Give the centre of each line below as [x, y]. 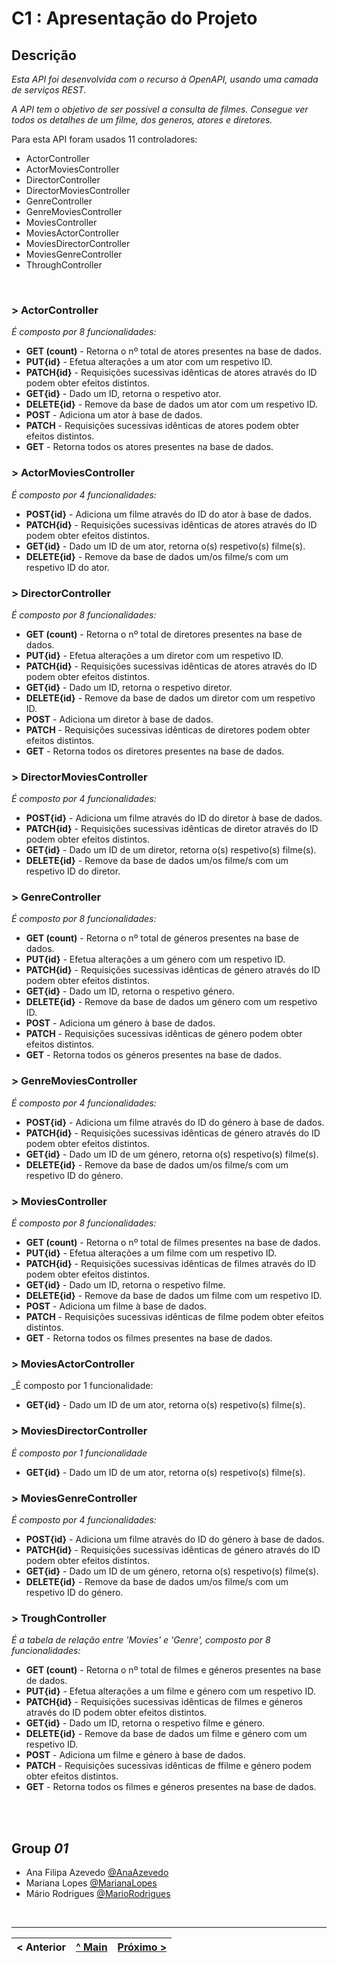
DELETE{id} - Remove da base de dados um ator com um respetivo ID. [171, 404]
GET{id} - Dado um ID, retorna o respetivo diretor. [129, 687]
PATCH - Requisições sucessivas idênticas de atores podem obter [162, 426]
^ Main [91, 1947]
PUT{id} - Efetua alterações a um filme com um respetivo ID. [151, 1253]
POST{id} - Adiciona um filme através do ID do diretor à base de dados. [174, 818]
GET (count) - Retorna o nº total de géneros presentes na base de [162, 938]
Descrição [44, 55]
